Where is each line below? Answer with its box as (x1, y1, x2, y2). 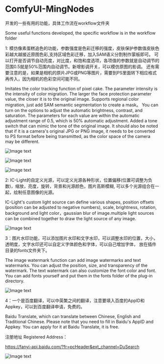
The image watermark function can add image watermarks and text (5, 257, 141, 263)
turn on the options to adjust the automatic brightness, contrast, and (5, 107, 143, 113)
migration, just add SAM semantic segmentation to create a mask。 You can (5, 102, 159, 108)
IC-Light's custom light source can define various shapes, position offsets (5, 199, 154, 205)
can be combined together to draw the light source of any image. (5, 215, 136, 221)
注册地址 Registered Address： (5, 334, 68, 340)
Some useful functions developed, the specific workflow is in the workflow (5, 30, 156, 36)
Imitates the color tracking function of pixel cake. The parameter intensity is (5, 86, 158, 91)
